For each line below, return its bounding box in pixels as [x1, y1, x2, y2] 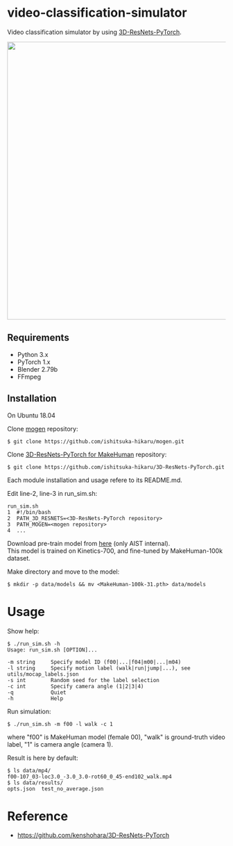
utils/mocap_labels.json [7, 670, 79, 678]
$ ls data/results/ [7, 779, 64, 786]
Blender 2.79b [17, 365, 58, 373]
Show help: [7, 627, 40, 635]
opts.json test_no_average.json [7, 785, 104, 793]
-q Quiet [7, 689, 67, 696]
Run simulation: [7, 707, 51, 715]
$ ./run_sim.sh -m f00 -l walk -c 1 [7, 720, 113, 727]
